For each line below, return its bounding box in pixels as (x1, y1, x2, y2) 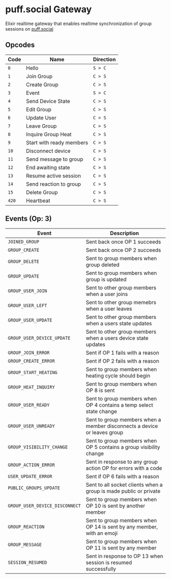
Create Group (26, 81, 59, 88)
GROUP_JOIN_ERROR (8, 349, 50, 356)
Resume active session (26, 172, 81, 179)
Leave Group (26, 122, 57, 130)
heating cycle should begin (85, 372, 151, 379)
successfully (85, 565, 116, 572)
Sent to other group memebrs (85, 298, 157, 306)
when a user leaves (85, 305, 132, 312)
